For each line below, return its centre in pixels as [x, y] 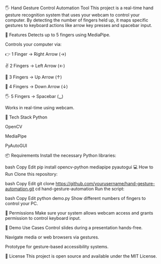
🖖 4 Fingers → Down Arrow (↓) [37, 86]
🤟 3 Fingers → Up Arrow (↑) [34, 77]
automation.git [20, 189]
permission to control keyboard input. [43, 218]
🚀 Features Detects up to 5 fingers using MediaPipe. [58, 35]
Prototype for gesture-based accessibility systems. [57, 247]
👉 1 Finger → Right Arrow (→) [36, 54]
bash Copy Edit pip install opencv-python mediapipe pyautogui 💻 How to [79, 167]
